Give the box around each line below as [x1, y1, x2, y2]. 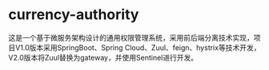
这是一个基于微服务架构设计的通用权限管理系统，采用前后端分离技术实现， [8, 33, 254, 42]
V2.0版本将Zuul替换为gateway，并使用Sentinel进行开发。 [8, 52, 199, 62]
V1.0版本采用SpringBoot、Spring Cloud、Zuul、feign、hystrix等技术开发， [14, 42, 261, 52]
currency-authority [8, 6, 139, 24]
